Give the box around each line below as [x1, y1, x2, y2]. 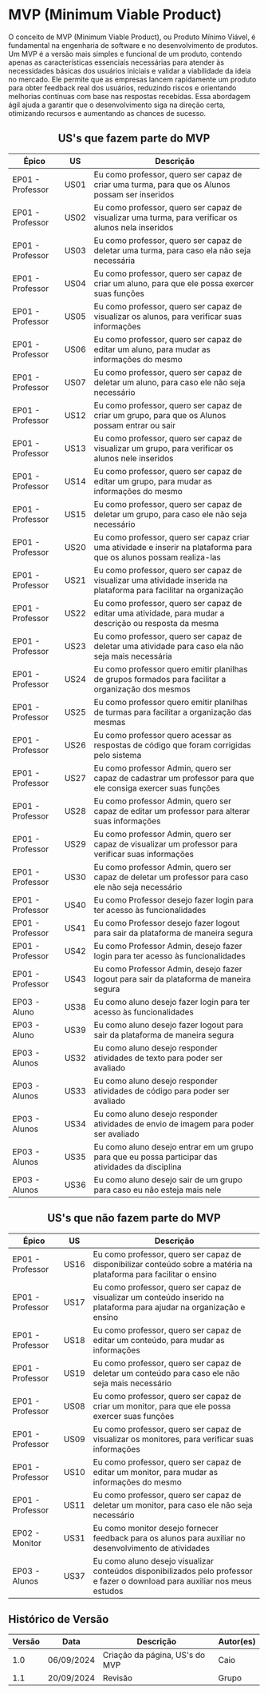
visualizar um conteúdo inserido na [93, 1291, 225, 1302]
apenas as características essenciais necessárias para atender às [8, 58, 225, 67]
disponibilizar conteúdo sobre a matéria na [93, 1258, 253, 1270]
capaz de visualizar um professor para [93, 838, 238, 849]
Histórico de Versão [8, 1612, 109, 1626]
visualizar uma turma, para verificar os [93, 212, 238, 223]
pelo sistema [93, 749, 142, 760]
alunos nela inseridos [93, 221, 174, 233]
